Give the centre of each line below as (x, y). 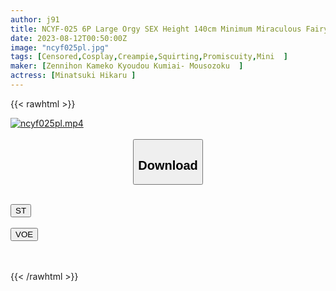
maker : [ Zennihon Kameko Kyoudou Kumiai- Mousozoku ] (127, 66)
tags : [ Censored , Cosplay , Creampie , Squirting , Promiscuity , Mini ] (149, 57)
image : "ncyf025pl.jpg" (60, 47)
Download (168, 165)
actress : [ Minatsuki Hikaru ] (73, 76)
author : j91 (35, 19)
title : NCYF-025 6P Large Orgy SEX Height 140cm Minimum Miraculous (156, 29)
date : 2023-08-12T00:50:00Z (69, 38)
